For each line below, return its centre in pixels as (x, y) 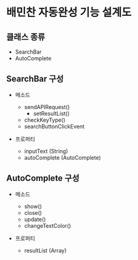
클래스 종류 (26, 37)
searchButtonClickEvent (54, 126)
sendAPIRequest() (47, 107)
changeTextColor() (47, 225)
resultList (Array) (45, 250)
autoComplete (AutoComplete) (63, 157)
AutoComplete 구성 (43, 178)
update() (35, 219)
